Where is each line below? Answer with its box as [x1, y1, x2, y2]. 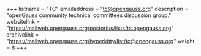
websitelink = [6, 18, 40, 25]
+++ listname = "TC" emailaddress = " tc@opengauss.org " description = [6, 5, 189, 12]
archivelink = [6, 31, 39, 38]
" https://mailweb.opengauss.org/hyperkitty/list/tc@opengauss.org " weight [6, 38, 195, 44]
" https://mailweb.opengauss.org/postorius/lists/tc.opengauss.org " [6, 24, 174, 32]
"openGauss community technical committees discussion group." [6, 12, 172, 19]
